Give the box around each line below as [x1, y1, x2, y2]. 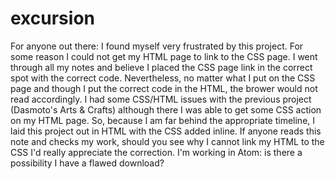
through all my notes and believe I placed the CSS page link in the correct [10, 61, 313, 73]
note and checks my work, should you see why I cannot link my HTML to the [10, 135, 325, 147]
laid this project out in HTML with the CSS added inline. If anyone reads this [10, 125, 322, 137]
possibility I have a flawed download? [10, 157, 165, 169]
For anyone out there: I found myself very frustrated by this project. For [10, 40, 304, 52]
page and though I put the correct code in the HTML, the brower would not [10, 82, 318, 94]
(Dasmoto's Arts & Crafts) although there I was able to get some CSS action [10, 103, 322, 116]
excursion [10, 7, 95, 30]
